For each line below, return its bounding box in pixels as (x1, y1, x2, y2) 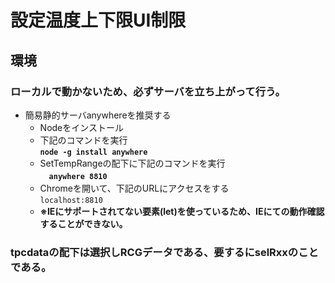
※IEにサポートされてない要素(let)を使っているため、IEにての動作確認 (39, 205, 325, 217)
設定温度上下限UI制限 (10, 9, 187, 32)
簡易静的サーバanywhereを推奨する (24, 109, 172, 121)
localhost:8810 (39, 195, 103, 205)
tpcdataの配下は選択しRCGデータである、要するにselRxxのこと (10, 245, 319, 259)
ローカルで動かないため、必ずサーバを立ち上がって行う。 (10, 84, 286, 98)
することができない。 (39, 217, 128, 230)
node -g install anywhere (39, 147, 148, 157)
